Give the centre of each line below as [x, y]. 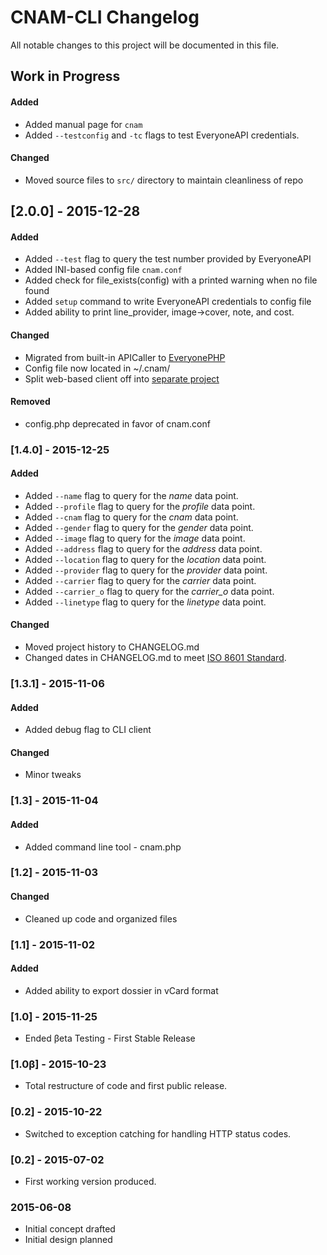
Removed [30, 402]
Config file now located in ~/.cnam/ [97, 368]
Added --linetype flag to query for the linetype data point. [145, 602]
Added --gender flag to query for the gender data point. [139, 527]
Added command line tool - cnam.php [103, 847]
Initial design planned [68, 1240]
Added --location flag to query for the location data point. [145, 559]
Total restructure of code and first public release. [126, 1086]
